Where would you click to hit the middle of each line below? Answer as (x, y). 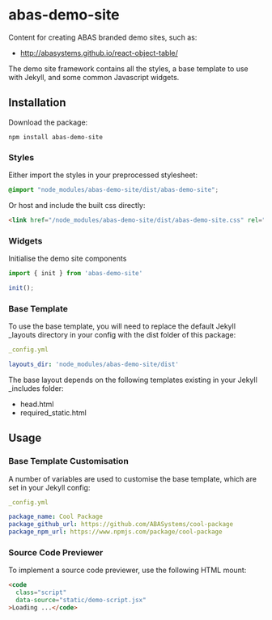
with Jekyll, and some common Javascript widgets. (94, 77)
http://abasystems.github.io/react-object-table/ (99, 53)
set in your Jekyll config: (49, 487)
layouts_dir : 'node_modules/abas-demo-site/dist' (94, 365)
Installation (37, 103)
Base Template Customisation (69, 461)
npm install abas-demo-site (56, 137)
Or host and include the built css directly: (77, 205)
